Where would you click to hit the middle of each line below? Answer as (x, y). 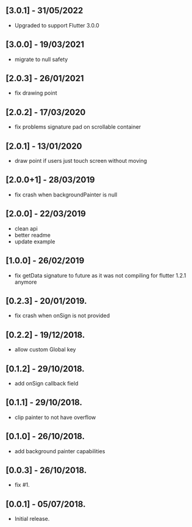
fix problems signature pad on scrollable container (78, 127)
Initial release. (32, 519)
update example (35, 242)
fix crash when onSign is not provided (62, 316)
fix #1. (22, 485)
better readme (33, 235)
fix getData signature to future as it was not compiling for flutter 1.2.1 (100, 275)
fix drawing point (36, 93)
